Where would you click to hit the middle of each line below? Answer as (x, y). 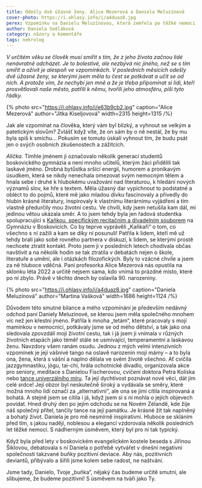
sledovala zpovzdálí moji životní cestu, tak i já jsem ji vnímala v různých (95, 333)
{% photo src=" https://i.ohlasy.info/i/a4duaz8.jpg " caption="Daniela (91, 290)
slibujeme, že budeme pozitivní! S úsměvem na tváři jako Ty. (81, 478)
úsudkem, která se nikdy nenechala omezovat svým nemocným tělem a (95, 175)
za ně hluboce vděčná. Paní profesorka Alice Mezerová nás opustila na (94, 265)
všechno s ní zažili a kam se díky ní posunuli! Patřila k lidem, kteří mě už (96, 233)
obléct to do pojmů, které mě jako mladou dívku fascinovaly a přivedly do (97, 195)
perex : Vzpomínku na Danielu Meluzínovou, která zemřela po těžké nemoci (101, 23)
